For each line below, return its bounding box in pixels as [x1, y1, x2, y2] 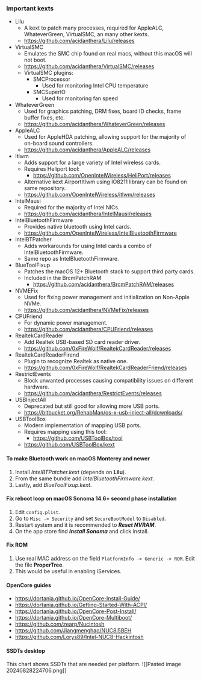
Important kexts [6, 4, 54, 13]
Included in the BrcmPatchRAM [23, 275, 102, 282]
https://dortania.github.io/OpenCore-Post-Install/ [14, 608, 137, 615]
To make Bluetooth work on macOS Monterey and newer [6, 454, 150, 462]
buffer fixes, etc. [23, 114, 65, 121]
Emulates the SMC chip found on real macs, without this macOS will [23, 50, 193, 57]
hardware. [23, 383, 49, 390]
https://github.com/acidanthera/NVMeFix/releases [23, 307, 149, 314]
